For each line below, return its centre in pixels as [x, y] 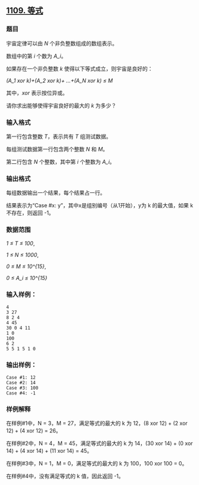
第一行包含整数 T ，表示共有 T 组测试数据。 [59, 136]
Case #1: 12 [21, 378]
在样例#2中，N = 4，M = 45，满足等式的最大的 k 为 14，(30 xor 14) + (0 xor [99, 443]
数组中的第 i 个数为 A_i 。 [36, 56]
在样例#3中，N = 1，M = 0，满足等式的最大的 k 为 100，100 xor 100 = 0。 [97, 464]
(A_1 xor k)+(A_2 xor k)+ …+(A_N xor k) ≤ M [60, 80]
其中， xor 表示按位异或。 [37, 93]
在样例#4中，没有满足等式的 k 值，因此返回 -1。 [65, 476]
